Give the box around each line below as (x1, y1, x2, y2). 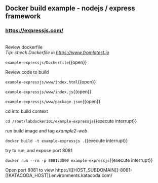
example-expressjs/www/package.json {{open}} (5, 98, 101, 104)
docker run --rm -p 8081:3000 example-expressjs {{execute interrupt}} (5, 157, 153, 163)
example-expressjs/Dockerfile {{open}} (5, 59, 87, 65)
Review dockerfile (5, 44, 43, 50)
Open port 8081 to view (5, 167, 54, 173)
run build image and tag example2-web (5, 127, 88, 133)
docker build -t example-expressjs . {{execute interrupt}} (5, 138, 128, 144)
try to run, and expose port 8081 (5, 147, 72, 153)
